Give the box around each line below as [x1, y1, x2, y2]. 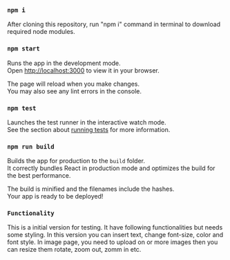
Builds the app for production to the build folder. [7, 157, 146, 165]
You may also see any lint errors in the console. [7, 86, 142, 95]
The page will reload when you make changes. [7, 80, 140, 88]
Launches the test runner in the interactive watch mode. [7, 118, 167, 127]
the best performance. [7, 171, 71, 180]
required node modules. [7, 28, 75, 36]
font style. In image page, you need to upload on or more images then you [7, 238, 218, 246]
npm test [7, 104, 37, 112]
